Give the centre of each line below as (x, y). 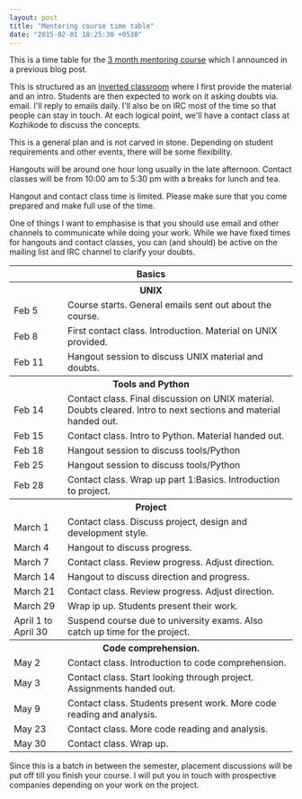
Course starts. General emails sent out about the (169, 305)
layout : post (34, 18)
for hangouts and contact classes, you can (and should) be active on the (144, 243)
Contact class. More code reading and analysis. (167, 729)
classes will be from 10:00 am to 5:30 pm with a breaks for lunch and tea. (145, 179)
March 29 (35, 606)
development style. (107, 533)
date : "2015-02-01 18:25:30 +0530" (76, 34)
